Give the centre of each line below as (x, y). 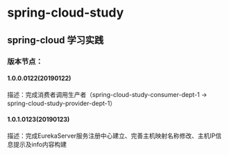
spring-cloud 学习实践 (56, 40)
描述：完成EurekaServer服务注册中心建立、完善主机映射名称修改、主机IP (111, 136)
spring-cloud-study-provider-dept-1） (62, 103)
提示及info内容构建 (40, 144)
